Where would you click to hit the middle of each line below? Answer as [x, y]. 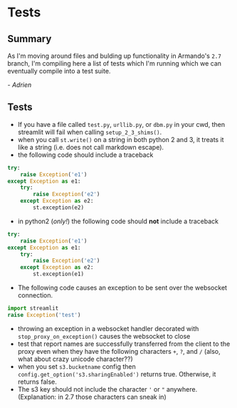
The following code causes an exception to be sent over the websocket [122, 288]
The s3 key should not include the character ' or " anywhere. [107, 389]
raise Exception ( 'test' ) [44, 315]
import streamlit [33, 308]
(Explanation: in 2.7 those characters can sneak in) [92, 397]
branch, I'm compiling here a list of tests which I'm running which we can [115, 63]
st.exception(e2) [58, 208]
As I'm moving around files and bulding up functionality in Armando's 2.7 [115, 56]
